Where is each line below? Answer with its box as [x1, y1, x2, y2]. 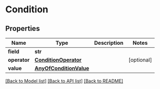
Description [94, 40, 123, 46]
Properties [5, 24, 40, 33]
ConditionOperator [34, 57, 82, 63]
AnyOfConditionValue [34, 65, 90, 72]
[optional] [128, 57, 152, 63]
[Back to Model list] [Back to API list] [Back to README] [5, 78, 123, 84]
